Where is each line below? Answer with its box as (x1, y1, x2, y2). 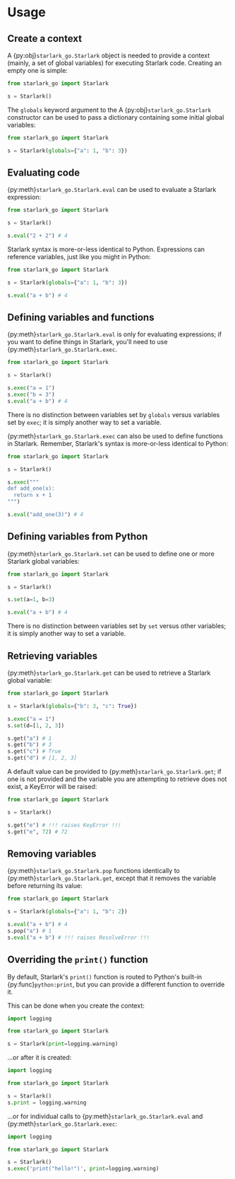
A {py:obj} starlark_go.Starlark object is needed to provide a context (7, 51, 210, 59)
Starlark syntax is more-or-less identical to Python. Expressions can (7, 245, 205, 254)
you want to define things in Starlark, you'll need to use (7, 338, 168, 346)
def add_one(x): (7, 485, 55, 492)
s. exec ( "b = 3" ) (7, 391, 55, 398)
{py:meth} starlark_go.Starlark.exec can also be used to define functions (7, 431, 224, 440)
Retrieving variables (7, 649, 98, 662)
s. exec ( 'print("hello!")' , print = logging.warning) (7, 1166, 159, 1173)
